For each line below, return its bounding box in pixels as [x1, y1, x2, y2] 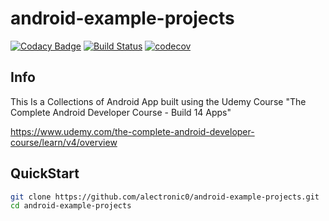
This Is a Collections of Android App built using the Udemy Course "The [10, 95, 307, 107]
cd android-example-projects [10, 201, 132, 211]
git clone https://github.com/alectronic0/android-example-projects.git [10, 192, 320, 202]
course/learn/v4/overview [10, 136, 118, 148]
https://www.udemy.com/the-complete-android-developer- [10, 125, 255, 137]
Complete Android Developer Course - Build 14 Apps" [10, 106, 232, 118]
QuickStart [10, 165, 80, 182]
